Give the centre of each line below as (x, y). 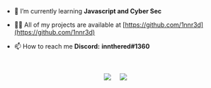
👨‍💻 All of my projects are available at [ (69, 25)
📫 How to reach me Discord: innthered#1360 (82, 46)
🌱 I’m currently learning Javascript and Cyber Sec (87, 11)
